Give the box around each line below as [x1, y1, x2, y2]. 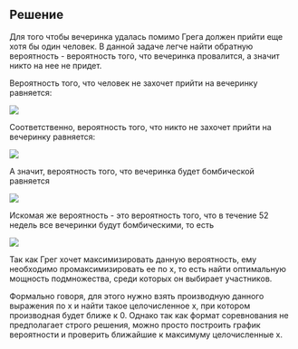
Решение [9, 7, 64, 23]
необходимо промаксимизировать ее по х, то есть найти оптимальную [9, 263, 287, 274]
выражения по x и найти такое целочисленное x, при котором [9, 300, 251, 311]
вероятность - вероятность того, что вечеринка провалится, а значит [9, 50, 281, 61]
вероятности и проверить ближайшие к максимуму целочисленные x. [9, 329, 284, 340]
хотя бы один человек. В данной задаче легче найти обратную [9, 41, 254, 52]
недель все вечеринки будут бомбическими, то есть [9, 219, 215, 230]
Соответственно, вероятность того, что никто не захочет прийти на [9, 121, 272, 132]
